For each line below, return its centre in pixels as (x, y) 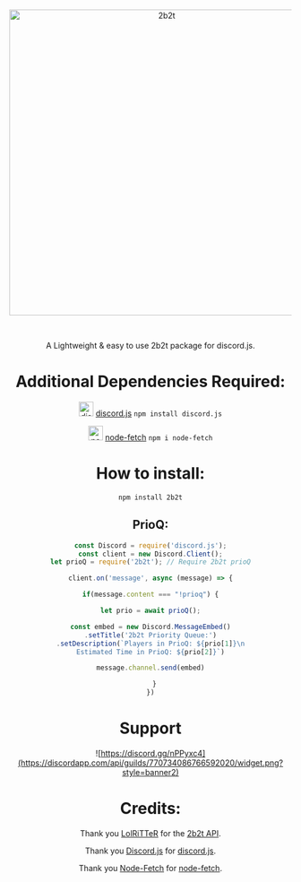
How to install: (150, 474)
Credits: (150, 809)
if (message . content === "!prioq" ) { (150, 595)
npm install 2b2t (150, 497)
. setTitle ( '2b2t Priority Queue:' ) (150, 635)
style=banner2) (150, 772)
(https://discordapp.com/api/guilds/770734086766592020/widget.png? (150, 763)
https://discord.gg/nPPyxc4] (153, 753)
